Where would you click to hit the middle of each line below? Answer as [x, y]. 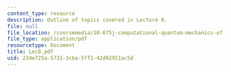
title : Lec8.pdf [30, 52]
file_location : [29, 33]
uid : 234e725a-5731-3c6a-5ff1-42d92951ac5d [70, 58]
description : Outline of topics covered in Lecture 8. [87, 20]
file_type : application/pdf [47, 39]
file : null [23, 26]
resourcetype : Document [41, 45]
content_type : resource [41, 13]
